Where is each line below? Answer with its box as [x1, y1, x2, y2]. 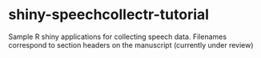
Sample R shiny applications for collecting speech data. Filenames [8, 32, 227, 41]
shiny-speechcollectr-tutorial [8, 6, 210, 24]
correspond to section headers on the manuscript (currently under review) [8, 40, 254, 49]
